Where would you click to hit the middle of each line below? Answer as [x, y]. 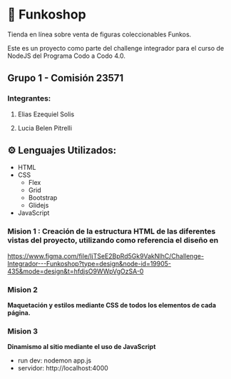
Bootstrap [43, 198]
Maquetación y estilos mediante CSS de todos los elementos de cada [112, 305]
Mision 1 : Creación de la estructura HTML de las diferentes [112, 231]
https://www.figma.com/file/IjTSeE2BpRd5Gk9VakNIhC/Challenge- [106, 256]
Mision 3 [22, 331]
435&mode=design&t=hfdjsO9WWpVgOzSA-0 [76, 271]
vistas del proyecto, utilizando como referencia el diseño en [113, 241]
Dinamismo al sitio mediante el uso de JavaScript [82, 347]
